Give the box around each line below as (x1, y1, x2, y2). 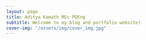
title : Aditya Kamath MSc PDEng (6, 14, 85, 20)
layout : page (6, 8, 38, 15)
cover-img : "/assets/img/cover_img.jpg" (6, 25, 107, 31)
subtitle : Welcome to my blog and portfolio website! (6, 19, 141, 25)
